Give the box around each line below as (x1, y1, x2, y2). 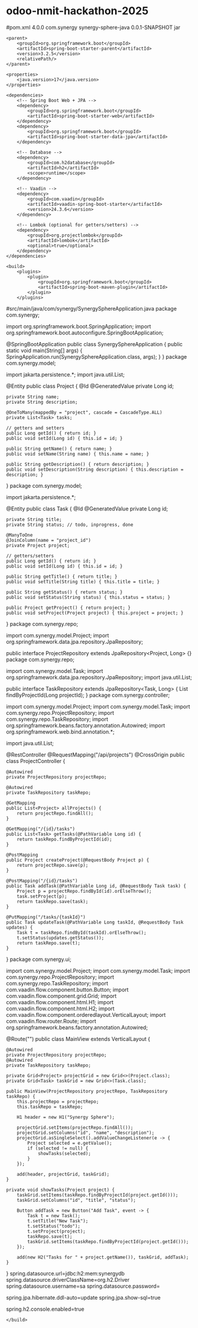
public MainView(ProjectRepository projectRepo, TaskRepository (6, 1088, 168, 1094)
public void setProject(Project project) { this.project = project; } (6, 609, 184, 616)
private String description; (6, 399, 78, 405)
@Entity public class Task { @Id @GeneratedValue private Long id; (6, 505, 168, 512)
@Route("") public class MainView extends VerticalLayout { (6, 1035, 151, 1042)
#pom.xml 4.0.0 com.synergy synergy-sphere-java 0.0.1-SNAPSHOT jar (6, 24, 181, 31)
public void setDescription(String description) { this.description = (6, 467, 184, 473)
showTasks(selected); (37, 1150, 92, 1157)
